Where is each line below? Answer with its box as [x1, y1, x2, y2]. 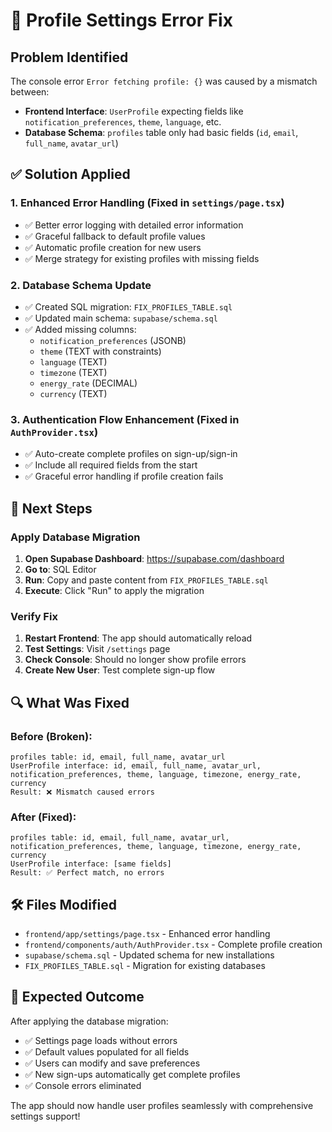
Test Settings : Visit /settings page [24, 643, 171, 655]
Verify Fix [10, 609, 58, 623]
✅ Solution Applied [10, 166, 131, 183]
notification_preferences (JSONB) [39, 334, 187, 346]
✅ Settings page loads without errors [24, 1034, 178, 1046]
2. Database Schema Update [10, 278, 152, 292]
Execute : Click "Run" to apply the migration [24, 584, 205, 596]
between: [10, 86, 50, 98]
